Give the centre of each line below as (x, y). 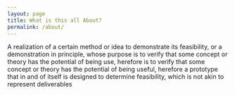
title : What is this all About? (55, 20)
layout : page (26, 14)
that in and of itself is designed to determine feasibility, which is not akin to (116, 77)
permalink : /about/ (36, 27)
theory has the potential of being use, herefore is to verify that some (106, 62)
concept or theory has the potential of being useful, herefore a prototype (113, 69)
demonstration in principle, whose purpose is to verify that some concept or (118, 54)
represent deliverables (40, 84)
